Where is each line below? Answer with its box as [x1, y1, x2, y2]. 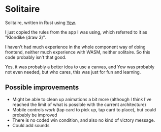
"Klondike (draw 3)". [5, 34, 46, 40]
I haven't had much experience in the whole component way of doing [5, 44, 146, 50]
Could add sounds [12, 122, 50, 128]
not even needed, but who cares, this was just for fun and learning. [5, 69, 141, 75]
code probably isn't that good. [5, 54, 66, 60]
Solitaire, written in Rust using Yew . [5, 20, 76, 26]
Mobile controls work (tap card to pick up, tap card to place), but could [12, 106, 156, 112]
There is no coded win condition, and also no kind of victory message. [12, 117, 155, 123]
